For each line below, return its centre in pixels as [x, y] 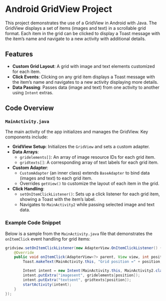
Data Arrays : [25, 152]
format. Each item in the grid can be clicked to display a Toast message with [83, 33]
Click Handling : [28, 189]
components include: [27, 137]
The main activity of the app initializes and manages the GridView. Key [77, 132]
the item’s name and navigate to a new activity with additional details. [76, 39]
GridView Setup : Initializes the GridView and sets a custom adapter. [81, 147]
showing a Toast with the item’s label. [58, 199]
